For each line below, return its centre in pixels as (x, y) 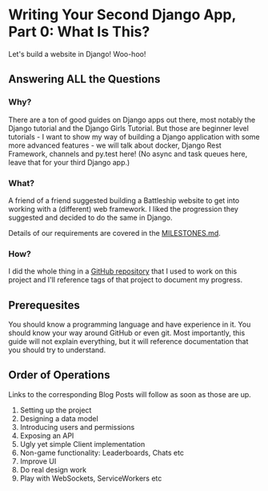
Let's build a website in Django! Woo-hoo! (77, 54)
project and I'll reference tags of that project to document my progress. (126, 280)
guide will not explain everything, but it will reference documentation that (128, 342)
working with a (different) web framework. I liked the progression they (123, 209)
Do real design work (53, 469)
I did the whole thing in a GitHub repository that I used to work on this (123, 271)
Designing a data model (59, 418)
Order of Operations (59, 375)
